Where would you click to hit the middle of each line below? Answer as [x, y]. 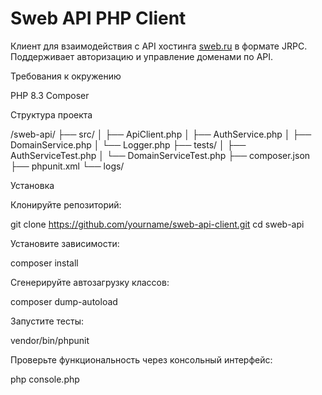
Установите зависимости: [65, 243]
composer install [44, 263]
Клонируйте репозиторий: [66, 204]
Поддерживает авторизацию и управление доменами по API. [142, 56]
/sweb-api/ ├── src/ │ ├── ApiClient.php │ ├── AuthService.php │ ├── [161, 134]
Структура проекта [51, 114]
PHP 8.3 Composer [50, 95]
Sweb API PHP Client [98, 18]
